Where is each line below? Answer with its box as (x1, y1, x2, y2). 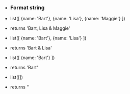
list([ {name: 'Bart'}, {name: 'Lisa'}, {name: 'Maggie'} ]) (10, 16, 126, 22)
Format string (10, 4, 45, 11)
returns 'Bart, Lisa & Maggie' (10, 25, 70, 31)
